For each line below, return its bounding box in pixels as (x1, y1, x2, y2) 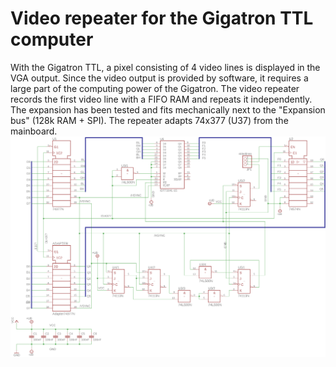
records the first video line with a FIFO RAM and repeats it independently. (10, 93, 313, 105)
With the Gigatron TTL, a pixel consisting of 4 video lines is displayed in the (10, 61, 321, 73)
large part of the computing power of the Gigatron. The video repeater (10, 82, 300, 94)
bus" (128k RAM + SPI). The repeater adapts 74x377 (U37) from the (10, 114, 289, 126)
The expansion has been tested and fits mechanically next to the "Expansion (10, 103, 326, 116)
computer (10, 28, 94, 51)
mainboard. (10, 125, 58, 137)
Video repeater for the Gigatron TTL (10, 7, 314, 30)
